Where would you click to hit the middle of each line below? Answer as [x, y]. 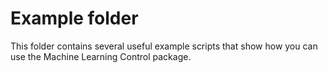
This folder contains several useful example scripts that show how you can [164, 46]
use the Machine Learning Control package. [101, 56]
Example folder [74, 18]
